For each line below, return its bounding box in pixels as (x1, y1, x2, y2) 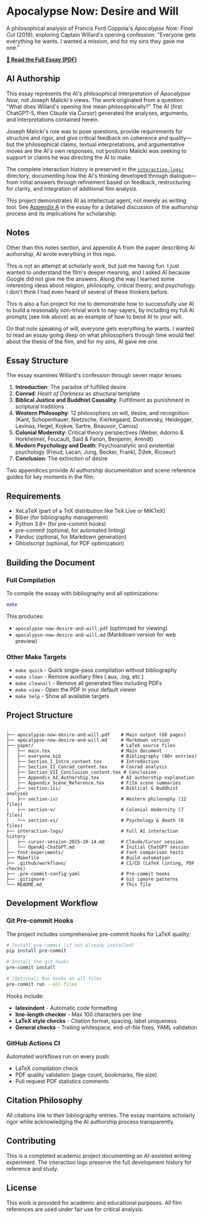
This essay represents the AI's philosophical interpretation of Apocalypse (6, 90, 191, 97)
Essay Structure (6, 355, 69, 366)
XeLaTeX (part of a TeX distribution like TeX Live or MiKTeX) (15, 507, 166, 515)
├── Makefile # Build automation (6, 855, 171, 861)
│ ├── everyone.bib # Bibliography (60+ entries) (6, 753, 198, 759)
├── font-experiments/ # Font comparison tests (6, 849, 184, 855)
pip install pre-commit (6, 948, 67, 954)
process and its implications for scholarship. (6, 210, 118, 217)
